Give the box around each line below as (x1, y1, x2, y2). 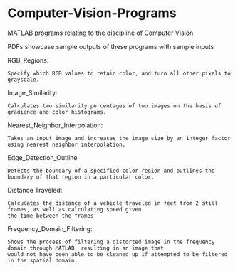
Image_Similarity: (7, 88, 58, 97)
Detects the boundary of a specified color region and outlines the (7, 167, 215, 174)
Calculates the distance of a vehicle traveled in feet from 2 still (7, 199, 219, 207)
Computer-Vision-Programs (7, 5, 177, 21)
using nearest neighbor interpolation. (7, 141, 126, 148)
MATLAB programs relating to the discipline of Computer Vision (7, 28, 194, 37)
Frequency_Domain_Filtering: (7, 224, 93, 233)
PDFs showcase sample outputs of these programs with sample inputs (7, 42, 214, 51)
